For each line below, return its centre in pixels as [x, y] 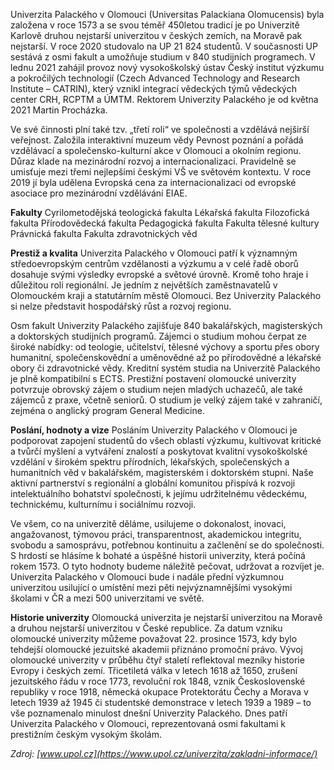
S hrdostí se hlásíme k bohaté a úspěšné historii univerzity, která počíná [158, 555]
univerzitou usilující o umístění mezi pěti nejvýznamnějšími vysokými [151, 587]
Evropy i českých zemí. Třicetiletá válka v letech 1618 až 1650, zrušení [154, 670]
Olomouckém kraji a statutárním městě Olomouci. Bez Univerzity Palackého [166, 295]
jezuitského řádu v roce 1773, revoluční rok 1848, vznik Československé [158, 681]
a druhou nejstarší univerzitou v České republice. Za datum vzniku [146, 628]
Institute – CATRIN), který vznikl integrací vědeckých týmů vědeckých [153, 88]
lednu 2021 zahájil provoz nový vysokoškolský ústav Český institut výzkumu [167, 67]
